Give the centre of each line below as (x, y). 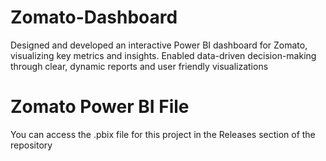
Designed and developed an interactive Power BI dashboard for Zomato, (159, 45)
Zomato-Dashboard (94, 17)
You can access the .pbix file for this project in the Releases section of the (163, 134)
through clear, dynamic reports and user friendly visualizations (139, 66)
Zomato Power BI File (100, 107)
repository (31, 145)
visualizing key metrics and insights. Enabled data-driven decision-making (163, 55)
